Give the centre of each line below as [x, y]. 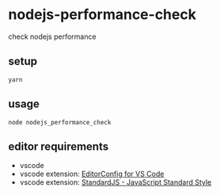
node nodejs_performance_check [60, 122]
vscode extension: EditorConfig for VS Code [92, 174]
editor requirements [59, 146]
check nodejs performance [52, 36]
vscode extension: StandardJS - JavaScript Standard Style [116, 182]
